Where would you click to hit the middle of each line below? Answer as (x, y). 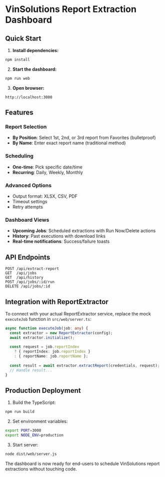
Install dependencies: (35, 50)
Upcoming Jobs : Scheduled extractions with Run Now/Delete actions (84, 231)
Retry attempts (28, 207)
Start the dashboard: (34, 69)
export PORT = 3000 (23, 431)
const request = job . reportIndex (44, 347)
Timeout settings (30, 202)
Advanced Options (28, 185)
